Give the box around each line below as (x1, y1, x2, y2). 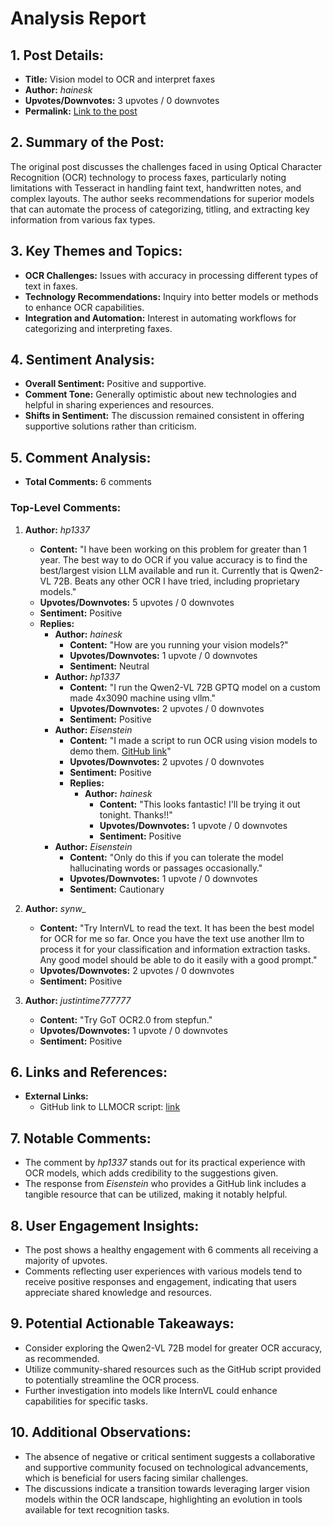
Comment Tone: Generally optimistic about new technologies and (24, 388, 297, 401)
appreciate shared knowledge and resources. (24, 1286, 212, 1298)
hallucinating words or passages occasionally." (69, 862, 263, 874)
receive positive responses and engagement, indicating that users (24, 1275, 297, 1287)
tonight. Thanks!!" (99, 808, 173, 821)
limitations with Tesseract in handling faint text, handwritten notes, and (10, 182, 302, 194)
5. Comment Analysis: (10, 449, 152, 466)
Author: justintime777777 (24, 994, 132, 1006)
